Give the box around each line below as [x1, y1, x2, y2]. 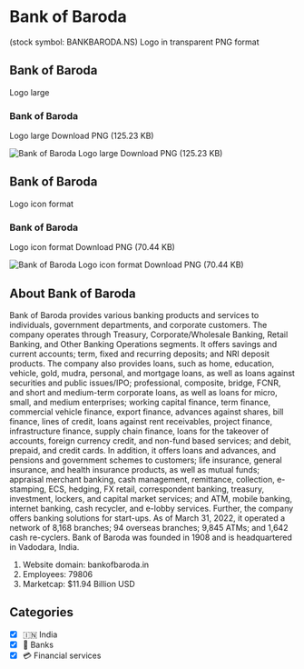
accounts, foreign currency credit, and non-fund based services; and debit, [9, 434, 292, 446]
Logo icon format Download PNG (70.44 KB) [9, 242, 175, 253]
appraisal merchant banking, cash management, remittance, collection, [9, 474, 275, 484]
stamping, [9, 484, 47, 494]
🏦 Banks [22, 639, 54, 650]
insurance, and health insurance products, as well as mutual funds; [9, 464, 260, 474]
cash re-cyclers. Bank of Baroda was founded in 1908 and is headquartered [9, 532, 292, 543]
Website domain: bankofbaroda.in [22, 559, 150, 570]
